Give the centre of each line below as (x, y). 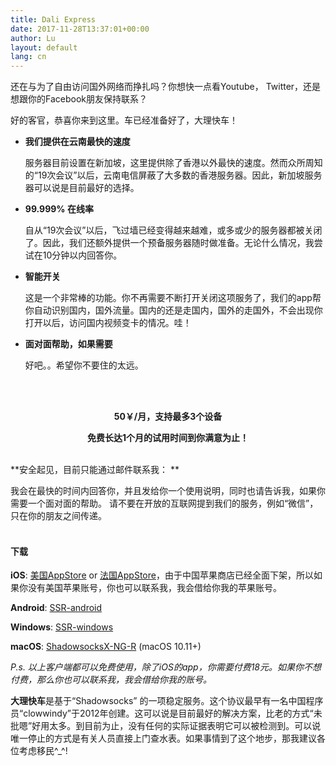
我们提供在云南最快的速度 (77, 142)
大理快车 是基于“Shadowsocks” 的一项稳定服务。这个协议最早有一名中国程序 (167, 701)
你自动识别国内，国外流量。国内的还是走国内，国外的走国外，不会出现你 (173, 310)
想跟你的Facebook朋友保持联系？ (79, 99)
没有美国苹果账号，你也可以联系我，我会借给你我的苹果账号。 (154, 588)
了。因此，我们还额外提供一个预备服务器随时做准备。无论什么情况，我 (169, 243)
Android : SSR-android (56, 608)
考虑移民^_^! (43, 751)
